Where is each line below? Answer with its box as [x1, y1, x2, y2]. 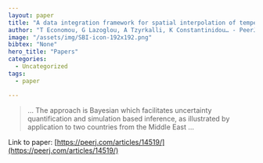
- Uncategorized [15, 63, 68, 71]
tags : [8, 70, 26, 78]
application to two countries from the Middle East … [27, 122, 194, 132]
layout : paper [8, 11, 55, 20]
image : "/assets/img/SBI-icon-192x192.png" [8, 33, 153, 42]
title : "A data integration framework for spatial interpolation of [8, 19, 236, 27]
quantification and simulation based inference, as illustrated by [27, 114, 230, 123]
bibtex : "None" [8, 41, 58, 49]
